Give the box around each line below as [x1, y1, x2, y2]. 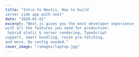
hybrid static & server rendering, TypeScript [7, 30, 107, 35]
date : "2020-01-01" [5, 16, 46, 21]
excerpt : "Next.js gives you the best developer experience [5, 21, 134, 26]
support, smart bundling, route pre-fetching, [5, 35, 105, 40]
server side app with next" [5, 12, 64, 17]
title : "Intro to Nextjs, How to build [5, 7, 89, 12]
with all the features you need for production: [5, 26, 109, 31]
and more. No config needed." [5, 40, 69, 45]
